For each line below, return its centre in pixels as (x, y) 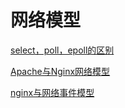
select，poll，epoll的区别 (62, 50)
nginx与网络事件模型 (52, 92)
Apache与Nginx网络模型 (60, 71)
